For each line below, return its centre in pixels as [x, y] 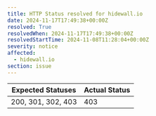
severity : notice [33, 46]
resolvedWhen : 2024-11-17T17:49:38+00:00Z [70, 33]
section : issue [30, 66]
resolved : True [30, 27]
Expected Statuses [44, 90]
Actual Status [107, 90]
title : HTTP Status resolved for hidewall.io [75, 14]
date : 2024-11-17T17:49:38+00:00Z [58, 20]
